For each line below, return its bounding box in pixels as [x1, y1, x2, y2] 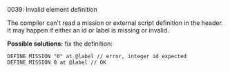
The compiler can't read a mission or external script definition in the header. [7, 19, 223, 27]
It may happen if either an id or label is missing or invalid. [7, 26, 169, 34]
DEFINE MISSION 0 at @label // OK [7, 59, 107, 66]
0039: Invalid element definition [7, 6, 98, 13]
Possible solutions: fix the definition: [7, 39, 113, 48]
